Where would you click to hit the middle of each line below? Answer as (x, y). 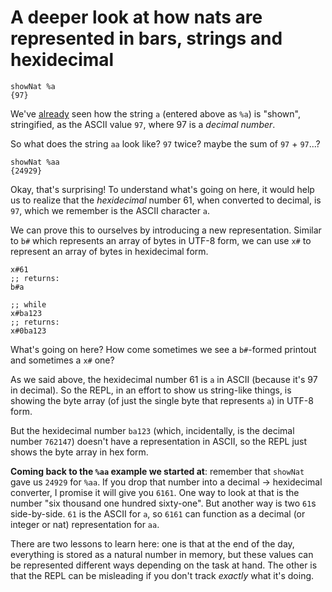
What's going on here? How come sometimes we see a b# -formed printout (163, 349)
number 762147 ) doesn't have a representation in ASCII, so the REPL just (159, 441)
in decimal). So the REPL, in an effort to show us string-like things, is (151, 390)
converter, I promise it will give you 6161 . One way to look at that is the (155, 492)
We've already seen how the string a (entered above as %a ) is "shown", (155, 113)
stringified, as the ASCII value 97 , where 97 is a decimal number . (143, 124)
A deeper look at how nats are (136, 17)
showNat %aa (35, 162)
